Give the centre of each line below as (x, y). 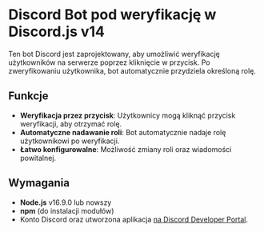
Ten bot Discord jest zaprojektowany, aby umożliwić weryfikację (114, 54)
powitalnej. (38, 158)
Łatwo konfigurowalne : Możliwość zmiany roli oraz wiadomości (126, 149)
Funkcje (29, 96)
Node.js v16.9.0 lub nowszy (66, 202)
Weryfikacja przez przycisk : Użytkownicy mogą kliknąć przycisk (128, 115)
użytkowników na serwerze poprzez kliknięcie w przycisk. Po (109, 62)
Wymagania (39, 183)
